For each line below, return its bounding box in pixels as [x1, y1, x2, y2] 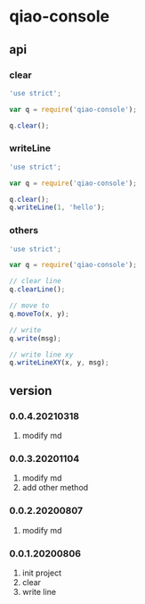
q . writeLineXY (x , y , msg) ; [9, 358, 109, 367]
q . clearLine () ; [9, 285, 66, 294]
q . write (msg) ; [9, 333, 62, 343]
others [9, 224, 38, 237]
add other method [21, 482, 89, 493]
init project [21, 567, 62, 578]
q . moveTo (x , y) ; [9, 309, 69, 318]
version [9, 382, 52, 398]
